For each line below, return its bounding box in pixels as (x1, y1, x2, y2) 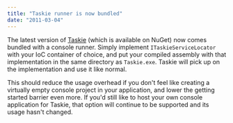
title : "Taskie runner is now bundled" (7, 10, 123, 17)
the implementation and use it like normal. (7, 65, 127, 73)
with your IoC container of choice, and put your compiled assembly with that (7, 50, 227, 59)
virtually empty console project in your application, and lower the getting (7, 86, 216, 94)
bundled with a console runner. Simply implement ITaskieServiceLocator (7, 43, 216, 51)
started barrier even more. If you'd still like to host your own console (7, 93, 203, 101)
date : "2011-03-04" (7, 17, 64, 23)
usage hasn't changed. (7, 108, 73, 116)
